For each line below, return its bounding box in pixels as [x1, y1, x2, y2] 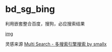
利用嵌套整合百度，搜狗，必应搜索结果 [5, 20, 85, 26]
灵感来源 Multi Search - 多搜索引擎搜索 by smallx [5, 41, 107, 47]
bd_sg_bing [5, 3, 55, 15]
